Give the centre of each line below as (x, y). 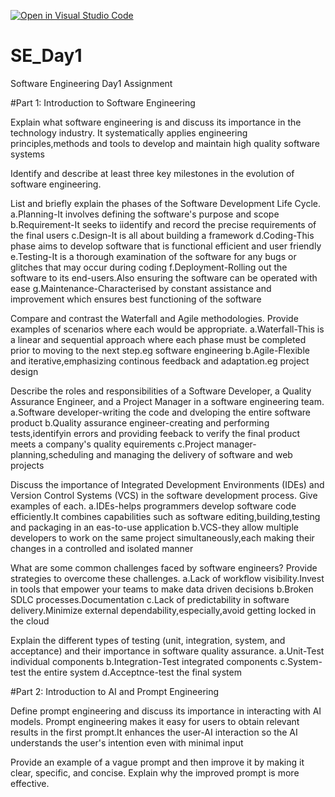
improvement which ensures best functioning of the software (136, 299)
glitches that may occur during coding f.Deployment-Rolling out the (149, 267)
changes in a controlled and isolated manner (102, 548)
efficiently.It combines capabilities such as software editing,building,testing (165, 516)
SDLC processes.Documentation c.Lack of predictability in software (150, 599)
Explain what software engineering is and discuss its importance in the (156, 122)
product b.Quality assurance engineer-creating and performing (140, 422)
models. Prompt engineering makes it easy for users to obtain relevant (155, 721)
